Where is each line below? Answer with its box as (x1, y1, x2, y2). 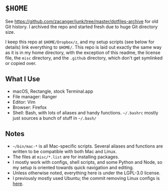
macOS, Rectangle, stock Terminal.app (12, 88, 94, 94)
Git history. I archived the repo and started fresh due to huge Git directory (5, 24, 158, 30)
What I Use (5, 75, 40, 84)
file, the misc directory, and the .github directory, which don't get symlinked (5, 54, 162, 61)
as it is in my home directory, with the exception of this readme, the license (5, 49, 161, 55)
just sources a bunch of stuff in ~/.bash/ (12, 115, 97, 121)
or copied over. (5, 60, 37, 66)
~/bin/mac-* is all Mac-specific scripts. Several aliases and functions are (12, 143, 163, 149)
